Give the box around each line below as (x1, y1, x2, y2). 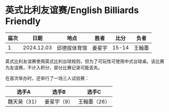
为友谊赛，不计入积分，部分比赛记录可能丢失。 (5, 64, 102, 70)
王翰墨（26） (78, 98, 110, 105)
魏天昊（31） (8, 98, 40, 105)
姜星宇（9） (44, 98, 74, 105)
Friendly (5, 16, 41, 27)
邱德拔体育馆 (57, 44, 87, 51)
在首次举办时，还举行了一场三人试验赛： (5, 75, 89, 81)
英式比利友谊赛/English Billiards (5, 5, 139, 16)
